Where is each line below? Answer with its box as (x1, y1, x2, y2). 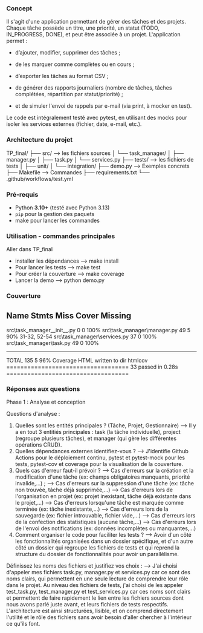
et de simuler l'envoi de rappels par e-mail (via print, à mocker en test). (14, 102, 192, 110)
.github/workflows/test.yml (6, 175, 74, 182)
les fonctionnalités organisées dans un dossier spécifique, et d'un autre (14, 537, 193, 545)
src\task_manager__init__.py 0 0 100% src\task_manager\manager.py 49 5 (6, 326, 191, 333)
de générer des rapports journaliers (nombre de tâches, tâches (14, 84, 172, 91)
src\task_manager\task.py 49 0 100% (6, 339, 100, 346)
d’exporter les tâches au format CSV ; (14, 73, 109, 80)
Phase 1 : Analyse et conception (6, 398, 86, 406)
